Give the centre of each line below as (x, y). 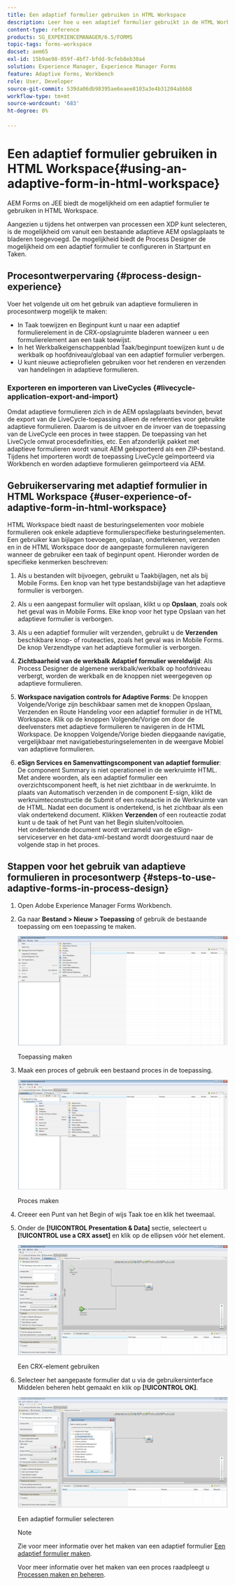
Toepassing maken (44, 1057)
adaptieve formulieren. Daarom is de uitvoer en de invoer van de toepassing (116, 426)
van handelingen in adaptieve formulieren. (78, 369)
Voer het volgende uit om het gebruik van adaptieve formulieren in (102, 304)
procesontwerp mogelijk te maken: (57, 311)
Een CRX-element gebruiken (58, 1366)
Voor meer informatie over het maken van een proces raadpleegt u (113, 1567)
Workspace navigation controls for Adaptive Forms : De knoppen (113, 697)
